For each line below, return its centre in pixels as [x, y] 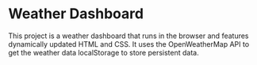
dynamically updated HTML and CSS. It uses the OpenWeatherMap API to [129, 44]
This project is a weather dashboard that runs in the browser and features [128, 36]
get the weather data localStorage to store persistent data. [104, 52]
